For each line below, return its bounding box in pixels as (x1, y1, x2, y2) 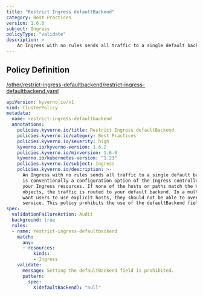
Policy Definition (6, 65, 70, 76)
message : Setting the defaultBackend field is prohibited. (22, 267, 174, 274)
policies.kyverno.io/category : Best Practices (17, 132, 137, 139)
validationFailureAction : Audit (11, 211, 94, 217)
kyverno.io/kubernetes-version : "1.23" (17, 155, 118, 161)
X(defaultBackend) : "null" (33, 285, 101, 291)
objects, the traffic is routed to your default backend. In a (22, 188, 185, 195)
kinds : (33, 251, 50, 257)
